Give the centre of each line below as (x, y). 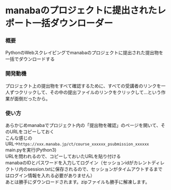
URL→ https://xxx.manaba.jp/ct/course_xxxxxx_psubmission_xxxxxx (77, 144)
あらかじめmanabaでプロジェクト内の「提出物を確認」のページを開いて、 (83, 125)
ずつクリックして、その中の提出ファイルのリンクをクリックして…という (85, 92)
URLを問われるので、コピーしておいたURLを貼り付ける (63, 156)
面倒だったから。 (32, 98)
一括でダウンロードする (30, 59)
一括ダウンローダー (73, 23)
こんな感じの (19, 138)
